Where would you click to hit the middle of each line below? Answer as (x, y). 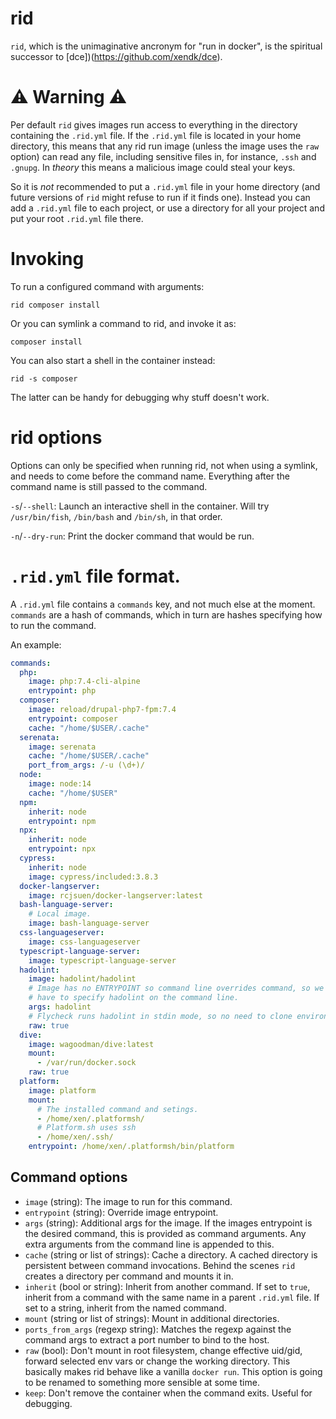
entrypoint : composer (73, 718)
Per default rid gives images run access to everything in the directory (154, 124)
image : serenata (62, 747)
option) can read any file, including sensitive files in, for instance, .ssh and (163, 156)
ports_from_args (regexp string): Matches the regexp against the (158, 1329)
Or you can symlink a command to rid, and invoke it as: (123, 323)
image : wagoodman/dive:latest (91, 1044)
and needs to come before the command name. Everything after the (150, 476)
